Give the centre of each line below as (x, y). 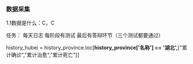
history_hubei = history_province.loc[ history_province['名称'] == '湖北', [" (94, 48)
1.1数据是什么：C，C (30, 23)
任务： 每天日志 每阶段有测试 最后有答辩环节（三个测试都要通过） (85, 35)
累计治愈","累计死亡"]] (53, 55)
